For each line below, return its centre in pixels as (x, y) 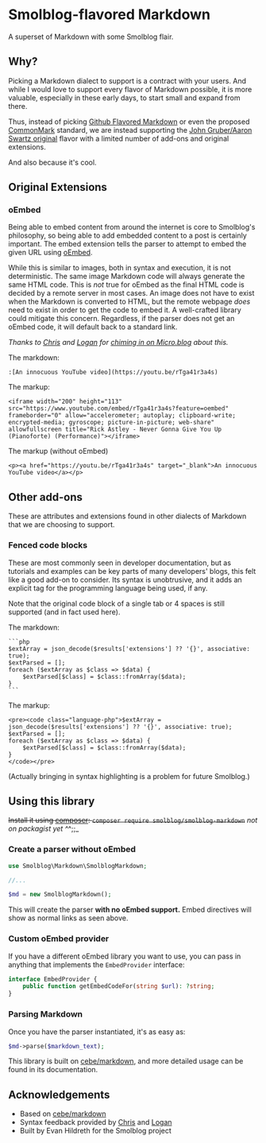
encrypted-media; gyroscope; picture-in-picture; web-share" (112, 423)
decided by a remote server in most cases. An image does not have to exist (131, 293)
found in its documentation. (53, 1070)
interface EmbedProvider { (53, 979)
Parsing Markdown (46, 1014)
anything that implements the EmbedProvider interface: (96, 964)
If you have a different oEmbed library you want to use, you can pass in (125, 956)
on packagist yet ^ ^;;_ (44, 829)
